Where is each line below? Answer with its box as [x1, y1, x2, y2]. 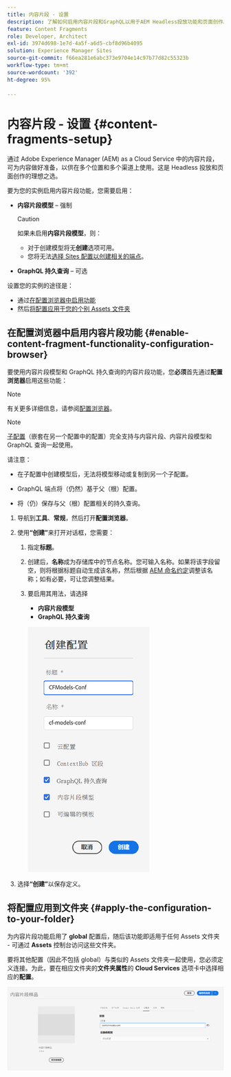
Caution [16, 215, 40, 223]
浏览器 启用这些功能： [7, 377, 67, 385]
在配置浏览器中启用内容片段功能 [7, 326, 143, 338]
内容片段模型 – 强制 [16, 201, 72, 210]
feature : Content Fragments [7, 25, 88, 32]
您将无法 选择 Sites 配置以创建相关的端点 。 [27, 252, 148, 260]
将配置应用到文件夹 [7, 902, 89, 913]
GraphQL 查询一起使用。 [7, 441, 77, 449]
